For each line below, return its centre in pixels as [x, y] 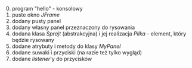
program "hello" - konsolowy [47, 9]
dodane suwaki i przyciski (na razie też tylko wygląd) [77, 52]
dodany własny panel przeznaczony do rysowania [73, 27]
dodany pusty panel [36, 21]
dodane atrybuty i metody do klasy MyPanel [66, 46]
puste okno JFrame [36, 15]
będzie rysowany [33, 40]
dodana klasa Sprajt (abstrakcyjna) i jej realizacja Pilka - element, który [99, 34]
